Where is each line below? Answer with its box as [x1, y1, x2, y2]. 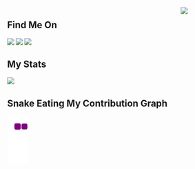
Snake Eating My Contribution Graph [7, 98, 167, 110]
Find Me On [7, 19, 57, 31]
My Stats [7, 59, 47, 70]
